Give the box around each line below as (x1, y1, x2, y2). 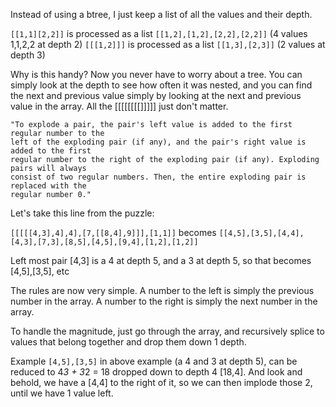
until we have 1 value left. (10, 387, 114, 399)
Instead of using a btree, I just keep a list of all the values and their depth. (10, 9, 313, 20)
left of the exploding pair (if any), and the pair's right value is (10, 137, 307, 147)
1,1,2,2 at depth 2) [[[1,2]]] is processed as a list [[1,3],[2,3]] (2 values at (10, 39, 326, 50)
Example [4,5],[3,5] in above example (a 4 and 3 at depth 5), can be (10, 355, 298, 367)
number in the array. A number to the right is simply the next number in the (10, 295, 318, 307)
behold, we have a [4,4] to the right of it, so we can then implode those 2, (10, 377, 313, 388)
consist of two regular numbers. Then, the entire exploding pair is (10, 172, 307, 182)
